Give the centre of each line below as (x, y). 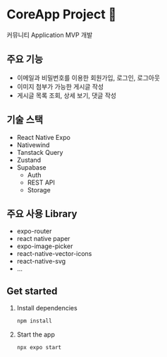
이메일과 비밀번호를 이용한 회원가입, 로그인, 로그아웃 (88, 78)
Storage (39, 189)
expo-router (34, 231)
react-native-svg (41, 262)
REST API (41, 182)
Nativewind (33, 145)
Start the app (36, 334)
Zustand (29, 160)
